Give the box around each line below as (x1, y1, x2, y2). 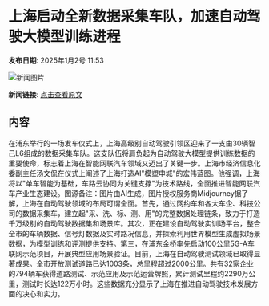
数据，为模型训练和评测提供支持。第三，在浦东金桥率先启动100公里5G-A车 (8, 239, 255, 248)
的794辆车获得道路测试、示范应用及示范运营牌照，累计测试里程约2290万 (8, 268, 250, 278)
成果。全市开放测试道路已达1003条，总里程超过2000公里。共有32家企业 (14, 259, 255, 268)
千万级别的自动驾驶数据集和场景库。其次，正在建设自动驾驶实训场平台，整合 (8, 218, 261, 228)
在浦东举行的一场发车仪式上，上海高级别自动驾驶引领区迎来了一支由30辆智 (8, 138, 256, 148)
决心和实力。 (22, 288, 65, 298)
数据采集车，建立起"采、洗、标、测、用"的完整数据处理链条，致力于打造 (22, 208, 261, 218)
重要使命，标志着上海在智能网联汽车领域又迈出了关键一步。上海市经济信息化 (8, 158, 261, 168)
